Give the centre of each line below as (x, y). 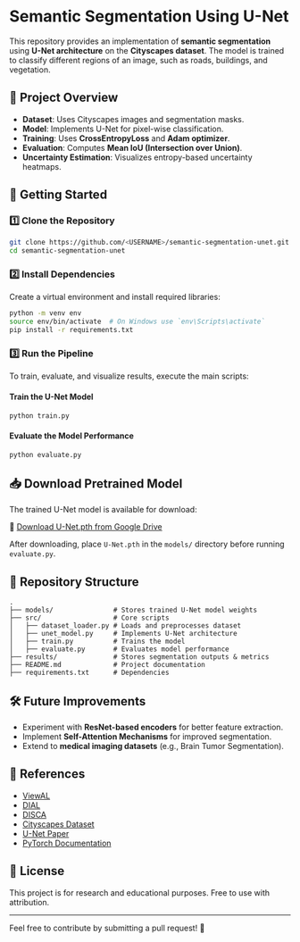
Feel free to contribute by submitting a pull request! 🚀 (107, 928)
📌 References (47, 774)
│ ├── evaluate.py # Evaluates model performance (119, 649)
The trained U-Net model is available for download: (104, 510)
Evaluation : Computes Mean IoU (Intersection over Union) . (132, 147)
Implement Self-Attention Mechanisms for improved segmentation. (147, 737)
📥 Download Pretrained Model (96, 484)
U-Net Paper (46, 833)
